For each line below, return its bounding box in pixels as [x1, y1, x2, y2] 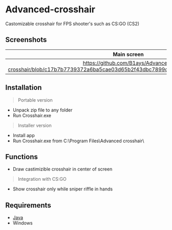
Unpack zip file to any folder [12, 107, 73, 113]
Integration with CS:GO [17, 176, 67, 182]
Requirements [5, 201, 51, 209]
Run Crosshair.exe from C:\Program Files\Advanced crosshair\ [12, 138, 144, 144]
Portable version [17, 97, 53, 103]
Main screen [112, 50, 144, 57]
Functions [5, 152, 38, 161]
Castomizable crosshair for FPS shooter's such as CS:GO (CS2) [5, 21, 140, 27]
